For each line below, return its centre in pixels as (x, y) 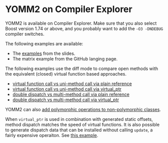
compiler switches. (25, 34)
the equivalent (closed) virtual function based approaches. (66, 74)
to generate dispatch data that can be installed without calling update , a (79, 130)
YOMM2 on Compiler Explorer (69, 9)
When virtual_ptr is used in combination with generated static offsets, (79, 119)
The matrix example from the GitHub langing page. (65, 58)
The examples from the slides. (44, 53)
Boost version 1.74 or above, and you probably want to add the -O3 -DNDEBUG (84, 28)
